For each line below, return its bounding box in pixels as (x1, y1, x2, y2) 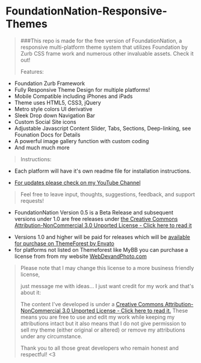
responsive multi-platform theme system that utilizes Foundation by (20, 43, 188, 51)
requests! (20, 197, 45, 204)
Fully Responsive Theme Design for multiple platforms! (14, 86, 150, 93)
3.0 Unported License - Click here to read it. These (61, 307, 188, 314)
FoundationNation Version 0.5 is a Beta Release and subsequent (14, 208, 174, 216)
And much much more (14, 144, 70, 151)
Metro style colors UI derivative (14, 105, 93, 112)
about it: (20, 289, 42, 296)
